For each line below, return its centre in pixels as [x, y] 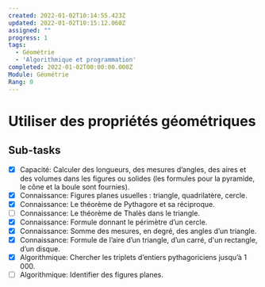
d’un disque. [40, 249]
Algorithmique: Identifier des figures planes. [92, 275]
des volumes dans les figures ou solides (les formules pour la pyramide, [137, 178]
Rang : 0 [21, 82]
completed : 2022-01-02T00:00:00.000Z [71, 67]
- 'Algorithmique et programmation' [76, 60]
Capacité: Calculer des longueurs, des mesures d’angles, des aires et [133, 169]
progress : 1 [28, 38]
